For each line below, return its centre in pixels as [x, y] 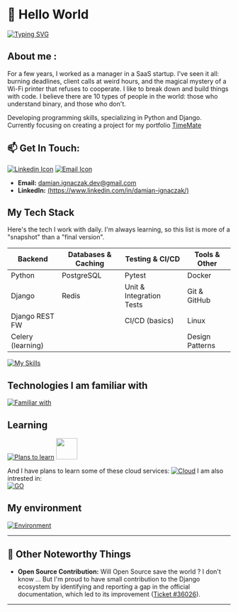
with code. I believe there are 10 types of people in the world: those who [113, 96]
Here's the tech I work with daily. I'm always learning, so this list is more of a [119, 229]
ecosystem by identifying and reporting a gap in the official [104, 586]
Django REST [33, 317]
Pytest [136, 275]
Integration [143, 296]
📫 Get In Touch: [44, 148]
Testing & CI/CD [153, 259]
